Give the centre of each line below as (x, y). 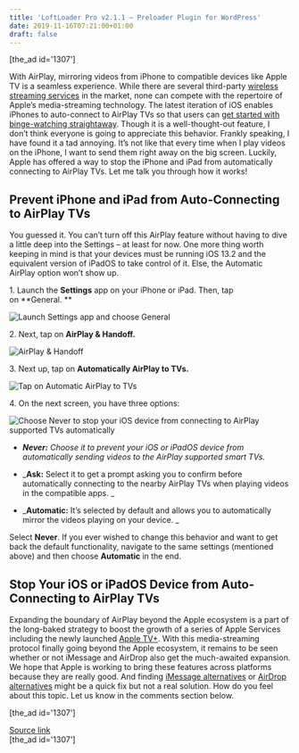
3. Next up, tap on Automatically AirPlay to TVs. (99, 369)
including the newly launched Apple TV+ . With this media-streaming (135, 638)
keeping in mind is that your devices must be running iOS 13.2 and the (137, 254)
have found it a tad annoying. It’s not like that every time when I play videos (147, 143)
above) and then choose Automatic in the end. (95, 556)
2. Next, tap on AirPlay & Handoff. (72, 335)
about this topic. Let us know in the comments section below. (122, 695)
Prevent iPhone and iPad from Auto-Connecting (145, 199)
